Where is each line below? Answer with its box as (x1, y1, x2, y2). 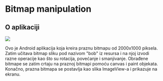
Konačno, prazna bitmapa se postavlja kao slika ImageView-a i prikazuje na (5, 66, 158, 72)
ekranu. (5, 71, 21, 77)
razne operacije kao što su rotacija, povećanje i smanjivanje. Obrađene (5, 55, 148, 61)
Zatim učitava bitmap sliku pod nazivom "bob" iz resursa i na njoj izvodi (5, 51, 150, 56)
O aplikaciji (5, 23, 40, 31)
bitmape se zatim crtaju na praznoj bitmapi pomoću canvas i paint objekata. (5, 61, 158, 67)
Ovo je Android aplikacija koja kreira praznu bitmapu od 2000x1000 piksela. (5, 45, 158, 51)
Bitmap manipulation (5, 3, 92, 15)
